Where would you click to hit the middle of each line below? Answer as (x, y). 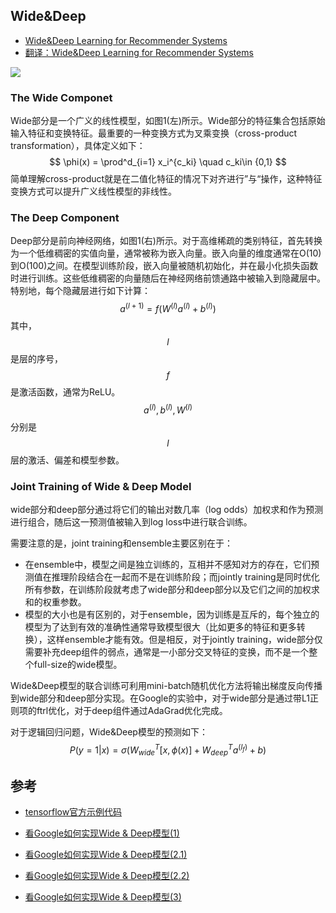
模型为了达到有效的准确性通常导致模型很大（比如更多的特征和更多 (160, 627)
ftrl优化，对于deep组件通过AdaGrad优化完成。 (132, 711)
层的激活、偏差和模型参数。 (67, 460)
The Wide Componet (61, 97)
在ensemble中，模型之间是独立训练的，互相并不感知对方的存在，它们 (168, 565)
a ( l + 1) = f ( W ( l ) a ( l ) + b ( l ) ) (168, 308)
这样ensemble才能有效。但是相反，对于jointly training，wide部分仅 (184, 640)
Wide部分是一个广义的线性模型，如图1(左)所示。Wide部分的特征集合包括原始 (168, 121)
